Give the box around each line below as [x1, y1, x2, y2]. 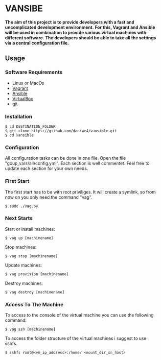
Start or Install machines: [5, 226, 55, 232]
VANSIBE [5, 3, 43, 14]
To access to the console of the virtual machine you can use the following [5, 312, 154, 318]
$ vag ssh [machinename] [5, 327, 56, 332]
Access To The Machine [5, 301, 64, 308]
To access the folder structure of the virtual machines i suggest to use [5, 336, 147, 341]
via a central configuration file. [5, 40, 69, 46]
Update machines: [5, 262, 42, 268]
